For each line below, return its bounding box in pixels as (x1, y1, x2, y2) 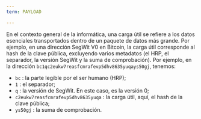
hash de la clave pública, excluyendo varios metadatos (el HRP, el (6, 49, 169, 57)
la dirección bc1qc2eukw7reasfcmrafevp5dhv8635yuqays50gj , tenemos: (6, 63, 176, 70)
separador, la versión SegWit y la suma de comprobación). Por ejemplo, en (6, 56, 192, 63)
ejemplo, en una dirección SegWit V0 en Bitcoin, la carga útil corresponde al (6, 43, 196, 50)
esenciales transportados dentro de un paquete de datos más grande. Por (6, 37, 190, 44)
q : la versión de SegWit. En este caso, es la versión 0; (14, 87, 149, 94)
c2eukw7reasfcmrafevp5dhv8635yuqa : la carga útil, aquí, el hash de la (14, 93, 183, 100)
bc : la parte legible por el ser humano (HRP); (14, 74, 126, 81)
